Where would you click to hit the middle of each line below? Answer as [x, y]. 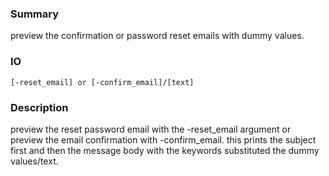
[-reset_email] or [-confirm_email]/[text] [102, 82]
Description [39, 107]
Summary [35, 14]
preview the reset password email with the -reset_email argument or [151, 129]
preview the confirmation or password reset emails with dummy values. [157, 36]
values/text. [34, 161]
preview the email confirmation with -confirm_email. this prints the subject [163, 139]
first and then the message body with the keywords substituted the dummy [165, 150]
